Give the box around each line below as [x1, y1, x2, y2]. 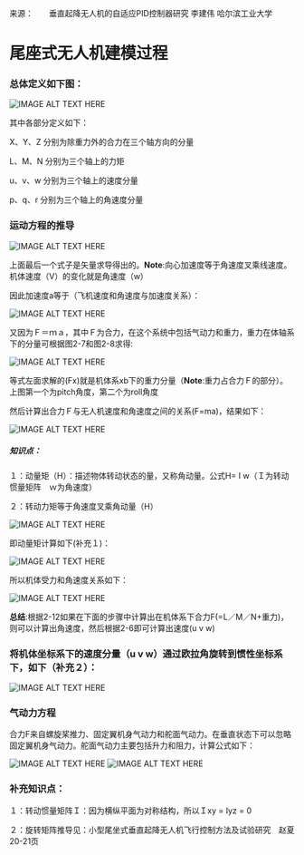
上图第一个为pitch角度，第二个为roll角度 [9, 386, 158, 397]
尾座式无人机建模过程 [9, 44, 169, 63]
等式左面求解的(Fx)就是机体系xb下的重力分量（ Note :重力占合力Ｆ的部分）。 [9, 374, 288, 385]
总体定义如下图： [9, 78, 84, 91]
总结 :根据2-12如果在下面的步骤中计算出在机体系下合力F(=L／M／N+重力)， [9, 611, 290, 622]
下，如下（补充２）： [9, 661, 98, 674]
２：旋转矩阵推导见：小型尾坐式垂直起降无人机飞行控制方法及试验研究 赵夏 [9, 824, 295, 835]
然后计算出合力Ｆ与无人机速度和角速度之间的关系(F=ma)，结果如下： [9, 405, 267, 416]
